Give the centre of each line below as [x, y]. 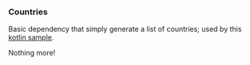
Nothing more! [32, 53]
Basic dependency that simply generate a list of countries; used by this [125, 29]
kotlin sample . [31, 37]
